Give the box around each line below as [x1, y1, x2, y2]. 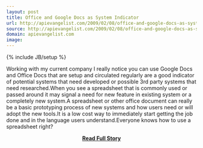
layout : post [6, 8, 39, 15]
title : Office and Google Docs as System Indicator [6, 14, 139, 21]
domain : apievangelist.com [6, 31, 74, 37]
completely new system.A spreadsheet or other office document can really [6, 97, 193, 105]
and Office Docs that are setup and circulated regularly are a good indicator [6, 72, 195, 79]
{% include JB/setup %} [6, 54, 66, 60]
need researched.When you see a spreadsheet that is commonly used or [6, 85, 188, 91]
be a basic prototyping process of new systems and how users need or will [6, 104, 193, 111]
